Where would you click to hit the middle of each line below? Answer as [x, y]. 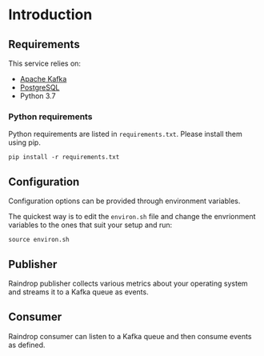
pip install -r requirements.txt [64, 158]
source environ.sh [39, 240]
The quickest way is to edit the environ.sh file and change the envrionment [132, 217]
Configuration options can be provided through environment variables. [124, 201]
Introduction [50, 15]
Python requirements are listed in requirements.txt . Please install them [125, 134]
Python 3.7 [38, 96]
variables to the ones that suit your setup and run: [90, 225]
